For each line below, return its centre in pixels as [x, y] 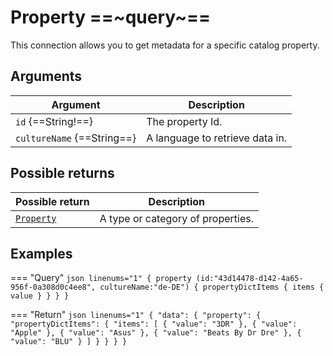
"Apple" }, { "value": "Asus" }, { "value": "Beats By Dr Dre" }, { [156, 333]
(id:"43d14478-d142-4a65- [249, 279]
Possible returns [62, 173]
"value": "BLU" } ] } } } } [69, 342]
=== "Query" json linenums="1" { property [101, 278]
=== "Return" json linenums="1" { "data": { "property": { [136, 315]
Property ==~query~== [111, 17]
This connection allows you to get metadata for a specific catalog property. [165, 45]
